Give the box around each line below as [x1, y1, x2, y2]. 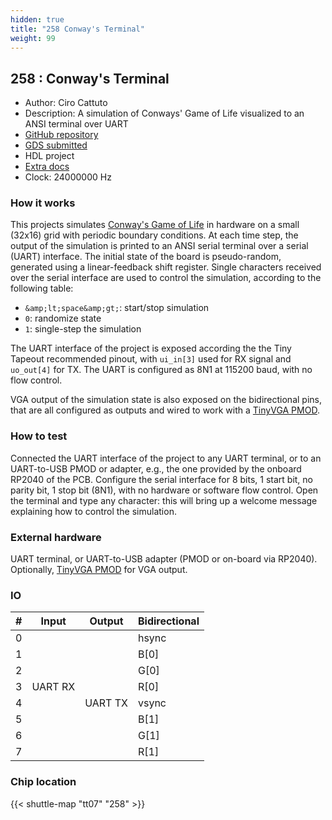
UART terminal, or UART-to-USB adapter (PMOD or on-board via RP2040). [10, 553, 318, 565]
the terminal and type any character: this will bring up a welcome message [10, 494, 318, 506]
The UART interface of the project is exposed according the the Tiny [10, 342, 292, 355]
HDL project [24, 150, 75, 162]
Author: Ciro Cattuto [24, 97, 108, 109]
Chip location [10, 775, 77, 789]
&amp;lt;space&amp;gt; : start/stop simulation [24, 302, 210, 314]
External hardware [10, 530, 102, 544]
